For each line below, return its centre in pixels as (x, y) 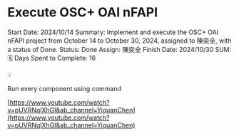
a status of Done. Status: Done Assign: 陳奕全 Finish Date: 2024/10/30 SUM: (119, 49)
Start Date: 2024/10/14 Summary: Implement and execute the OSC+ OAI (113, 32)
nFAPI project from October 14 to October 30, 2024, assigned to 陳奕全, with (119, 41)
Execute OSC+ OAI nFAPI (83, 12)
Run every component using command (64, 88)
